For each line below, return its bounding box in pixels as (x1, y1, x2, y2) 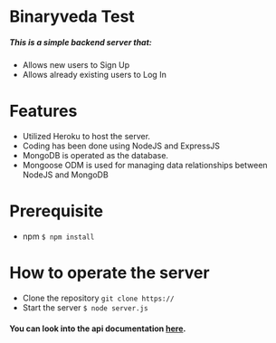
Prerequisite (9, 201, 104, 222)
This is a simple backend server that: (9, 36, 152, 47)
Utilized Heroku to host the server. (22, 131, 151, 142)
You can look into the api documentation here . (9, 323, 186, 334)
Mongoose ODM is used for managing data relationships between (22, 160, 269, 171)
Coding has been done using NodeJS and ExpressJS (22, 140, 220, 151)
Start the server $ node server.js (22, 301, 148, 313)
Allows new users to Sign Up (22, 60, 130, 71)
